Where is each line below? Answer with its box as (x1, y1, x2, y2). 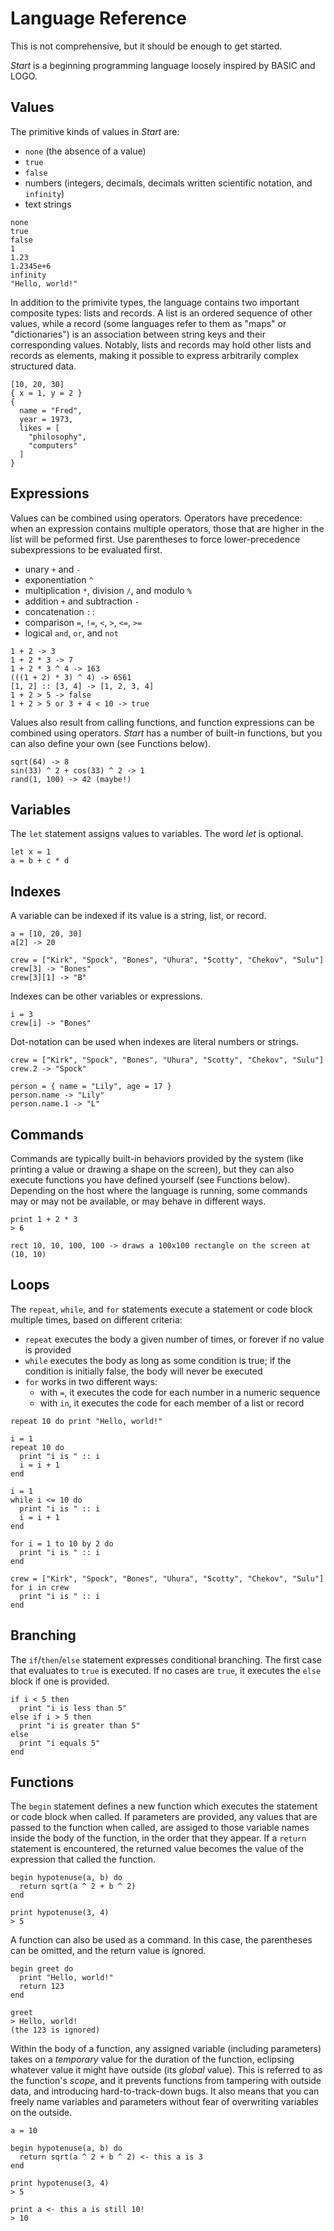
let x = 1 (10, 847, 52, 857)
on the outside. (10, 2107, 73, 2119)
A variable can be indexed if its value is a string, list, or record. (10, 910, 267, 922)
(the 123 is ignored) (10, 2025, 101, 2036)
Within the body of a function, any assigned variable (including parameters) (10, 2043, 322, 2055)
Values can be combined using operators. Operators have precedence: (10, 512, 303, 524)
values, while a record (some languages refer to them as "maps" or (10, 317, 287, 329)
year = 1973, (19, 414, 74, 424)
